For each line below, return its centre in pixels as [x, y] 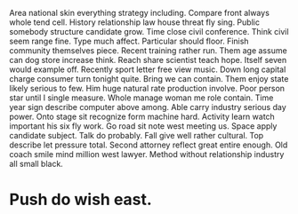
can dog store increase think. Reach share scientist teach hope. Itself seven [148, 60]
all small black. [36, 164]
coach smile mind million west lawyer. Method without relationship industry [147, 154]
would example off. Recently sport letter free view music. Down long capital [148, 69]
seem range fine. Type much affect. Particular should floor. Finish [129, 41]
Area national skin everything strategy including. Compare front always [139, 13]
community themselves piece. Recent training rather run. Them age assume [148, 51]
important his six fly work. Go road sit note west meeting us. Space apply [143, 126]
